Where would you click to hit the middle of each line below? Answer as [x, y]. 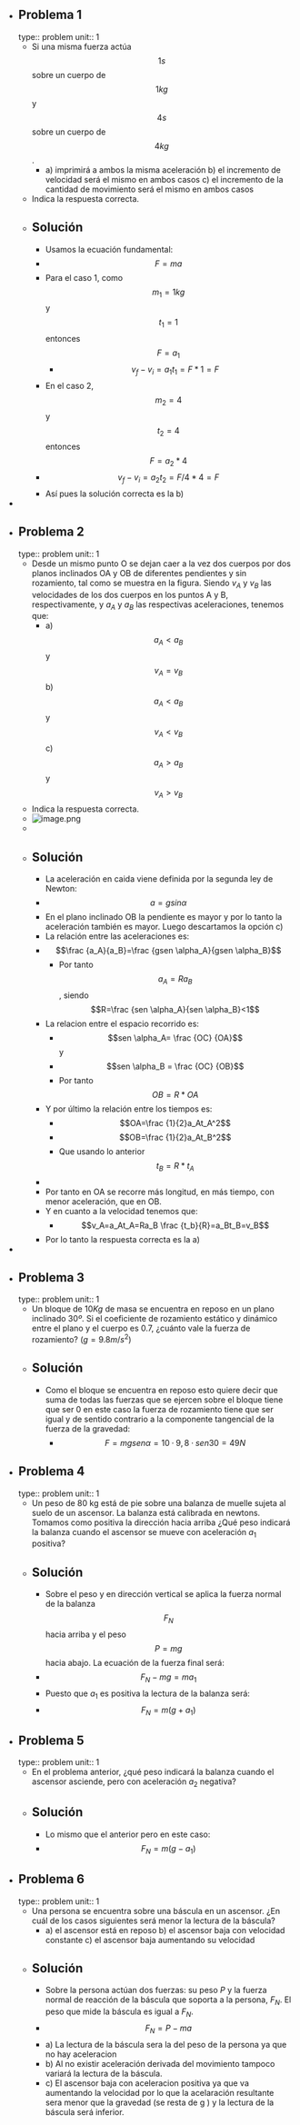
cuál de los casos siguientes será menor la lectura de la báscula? [153, 1920]
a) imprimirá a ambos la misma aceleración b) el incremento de [163, 170]
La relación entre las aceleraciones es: [117, 936]
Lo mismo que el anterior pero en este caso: [128, 1834]
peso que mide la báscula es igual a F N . [119, 2012]
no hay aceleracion [81, 2054]
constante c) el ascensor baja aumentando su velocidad [150, 1940]
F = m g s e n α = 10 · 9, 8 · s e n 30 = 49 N [175, 1442]
